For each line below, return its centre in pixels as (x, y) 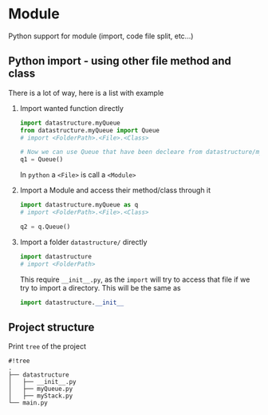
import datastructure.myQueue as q (79, 205)
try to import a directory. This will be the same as (100, 287)
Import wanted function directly (71, 108)
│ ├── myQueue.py (41, 389)
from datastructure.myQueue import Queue (89, 130)
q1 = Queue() (41, 160)
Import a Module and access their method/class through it (115, 190)
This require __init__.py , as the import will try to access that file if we (135, 279)
